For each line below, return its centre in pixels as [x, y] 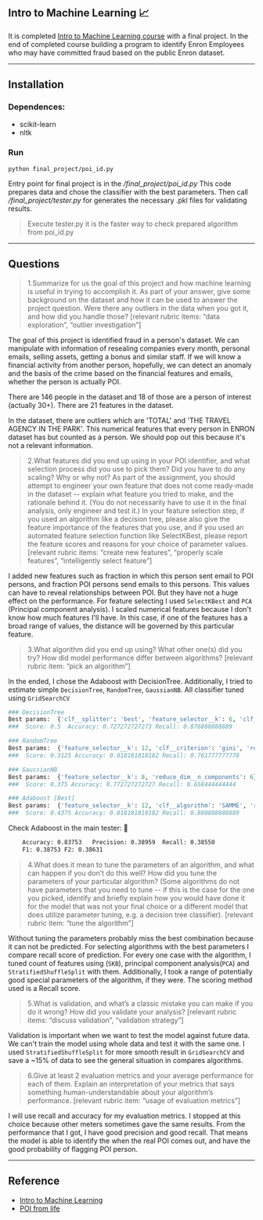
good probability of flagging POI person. [73, 1149]
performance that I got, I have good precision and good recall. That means [128, 1132]
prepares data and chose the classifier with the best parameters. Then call [128, 191]
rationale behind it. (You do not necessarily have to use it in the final [137, 502]
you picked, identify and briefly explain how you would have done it [136, 898]
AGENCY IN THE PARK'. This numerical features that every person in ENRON [131, 428]
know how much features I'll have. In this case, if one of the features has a [128, 617]
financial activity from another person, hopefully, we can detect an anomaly [130, 365]
